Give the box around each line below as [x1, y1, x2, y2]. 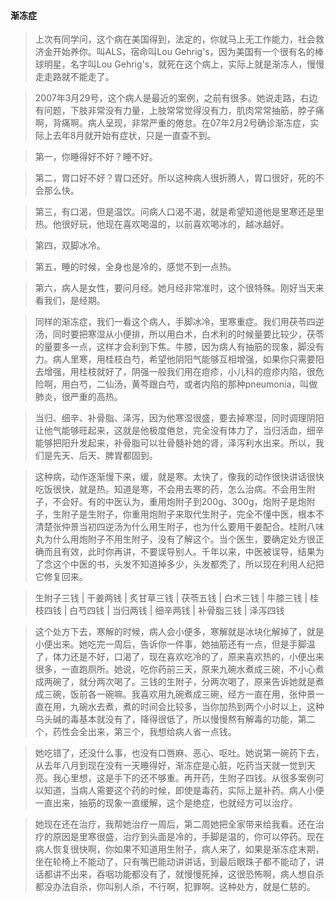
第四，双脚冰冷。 [34, 240, 106, 252]
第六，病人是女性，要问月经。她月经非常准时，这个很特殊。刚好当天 [34, 282, 316, 294]
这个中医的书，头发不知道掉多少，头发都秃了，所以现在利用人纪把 [52, 558, 325, 570]
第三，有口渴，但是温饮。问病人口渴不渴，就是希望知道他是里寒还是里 [34, 206, 325, 218]
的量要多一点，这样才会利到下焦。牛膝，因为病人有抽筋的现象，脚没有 [34, 341, 325, 353]
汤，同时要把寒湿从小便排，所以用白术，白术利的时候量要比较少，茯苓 [34, 328, 325, 340]
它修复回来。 [34, 571, 88, 583]
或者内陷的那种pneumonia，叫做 [183, 378, 318, 390]
